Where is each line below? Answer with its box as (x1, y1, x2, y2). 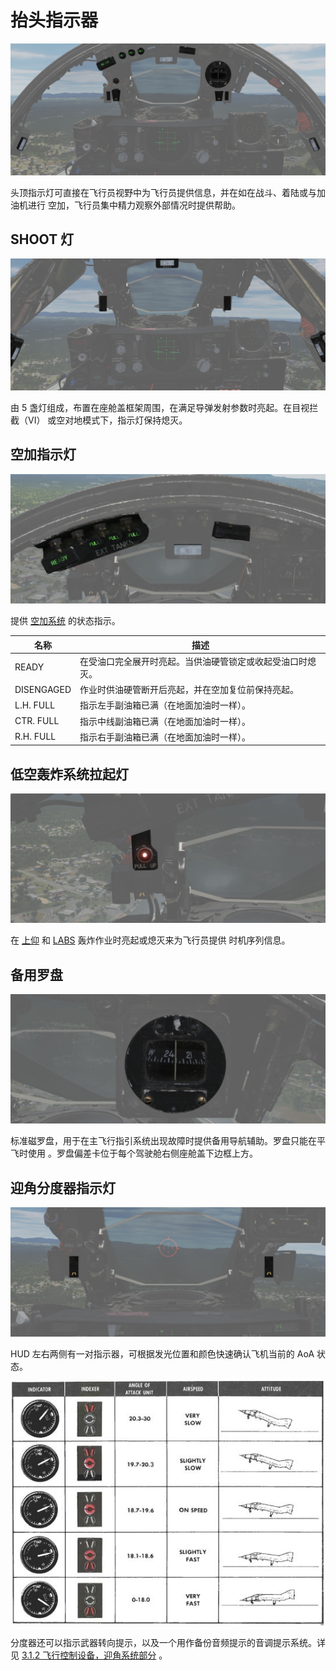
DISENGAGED (14, 683, 72, 695)
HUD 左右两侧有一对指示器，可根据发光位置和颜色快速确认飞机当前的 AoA (10, 1348, 315, 1360)
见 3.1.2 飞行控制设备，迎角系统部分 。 (10, 1649, 168, 1661)
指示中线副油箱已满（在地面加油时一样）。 (79, 715, 252, 727)
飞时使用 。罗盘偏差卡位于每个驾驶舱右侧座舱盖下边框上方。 (10, 1147, 258, 1160)
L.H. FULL (14, 699, 56, 711)
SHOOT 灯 (10, 231, 75, 248)
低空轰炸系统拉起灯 (10, 766, 129, 783)
